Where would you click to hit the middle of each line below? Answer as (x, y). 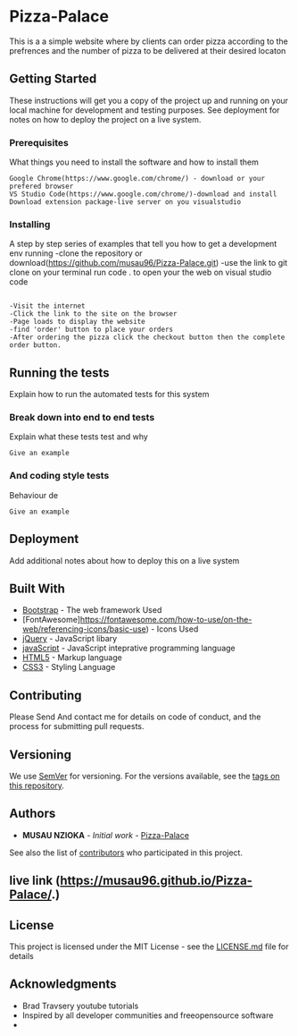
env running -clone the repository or (76, 253)
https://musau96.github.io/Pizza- (156, 881)
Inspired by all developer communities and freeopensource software (148, 1015)
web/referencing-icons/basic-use (84, 629)
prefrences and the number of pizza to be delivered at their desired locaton (148, 50)
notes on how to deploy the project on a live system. (105, 119)
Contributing (46, 695)
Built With (37, 588)
